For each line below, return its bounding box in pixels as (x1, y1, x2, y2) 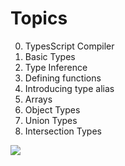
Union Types (24, 114, 78, 126)
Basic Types (24, 50, 76, 62)
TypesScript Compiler (24, 40, 115, 52)
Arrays (24, 93, 53, 105)
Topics (10, 7, 68, 30)
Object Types (24, 103, 81, 116)
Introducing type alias (24, 82, 115, 94)
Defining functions (24, 72, 102, 84)
